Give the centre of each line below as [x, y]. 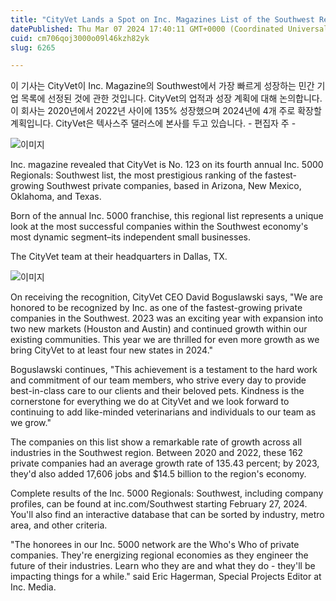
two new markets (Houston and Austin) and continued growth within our [159, 329]
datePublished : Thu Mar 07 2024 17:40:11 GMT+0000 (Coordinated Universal [169, 29]
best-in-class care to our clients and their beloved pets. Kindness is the [157, 391]
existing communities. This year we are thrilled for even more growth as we [165, 340]
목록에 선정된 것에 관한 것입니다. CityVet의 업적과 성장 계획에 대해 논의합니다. [171, 98]
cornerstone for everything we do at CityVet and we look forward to [150, 402]
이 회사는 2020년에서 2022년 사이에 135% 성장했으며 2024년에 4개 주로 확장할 [166, 111]
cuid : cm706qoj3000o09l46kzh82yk [80, 38]
